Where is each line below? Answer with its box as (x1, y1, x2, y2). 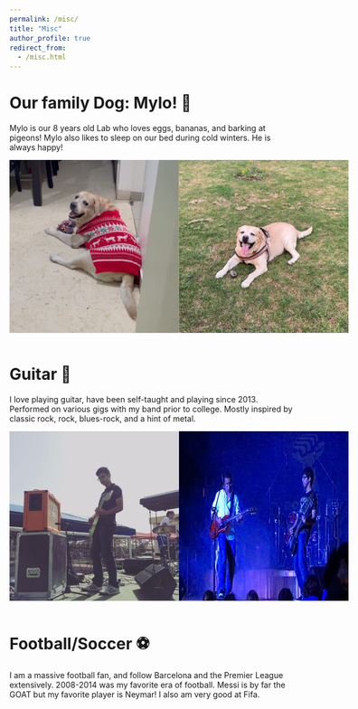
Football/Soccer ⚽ (9, 633, 150, 654)
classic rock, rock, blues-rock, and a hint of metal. (9, 412, 196, 424)
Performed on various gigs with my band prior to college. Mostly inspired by (9, 403, 293, 414)
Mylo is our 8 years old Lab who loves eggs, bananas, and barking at (9, 123, 267, 134)
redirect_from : (9, 43, 67, 52)
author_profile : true (9, 33, 91, 43)
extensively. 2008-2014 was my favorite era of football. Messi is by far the (9, 679, 287, 690)
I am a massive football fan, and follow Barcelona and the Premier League (9, 669, 284, 680)
